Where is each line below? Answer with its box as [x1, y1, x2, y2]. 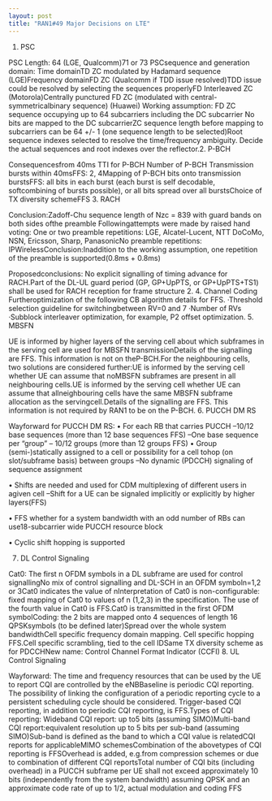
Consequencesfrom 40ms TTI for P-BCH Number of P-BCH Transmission [8, 159, 254, 169]
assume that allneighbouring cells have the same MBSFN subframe [8, 388, 233, 398]
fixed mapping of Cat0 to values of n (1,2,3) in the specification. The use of [8, 595, 260, 604]
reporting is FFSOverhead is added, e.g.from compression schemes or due [8, 748, 260, 758]
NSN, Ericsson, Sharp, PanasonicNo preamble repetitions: [8, 236, 203, 245]
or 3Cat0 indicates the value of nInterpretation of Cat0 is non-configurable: [8, 586, 260, 595]
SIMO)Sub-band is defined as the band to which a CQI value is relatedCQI [8, 731, 256, 741]
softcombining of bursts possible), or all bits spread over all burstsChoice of [8, 185, 262, 195]
